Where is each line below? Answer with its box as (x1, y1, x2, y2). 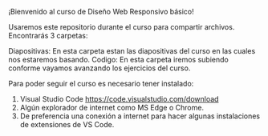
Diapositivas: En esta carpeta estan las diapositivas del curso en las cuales (8, 46, 256, 55)
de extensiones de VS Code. (19, 120, 115, 129)
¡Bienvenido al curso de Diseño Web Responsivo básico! (8, 7, 194, 16)
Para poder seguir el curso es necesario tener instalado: (8, 79, 194, 88)
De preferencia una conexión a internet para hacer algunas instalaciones (19, 111, 261, 121)
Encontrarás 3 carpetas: (8, 31, 88, 40)
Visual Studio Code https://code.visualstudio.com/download (19, 94, 219, 103)
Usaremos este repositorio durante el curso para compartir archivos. (8, 22, 235, 31)
